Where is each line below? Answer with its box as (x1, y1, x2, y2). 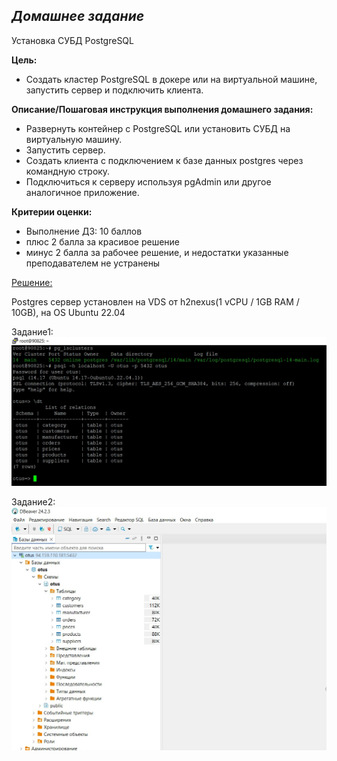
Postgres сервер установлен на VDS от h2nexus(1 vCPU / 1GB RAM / (11, 295, 300, 308)
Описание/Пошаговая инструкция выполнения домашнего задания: (11, 103, 314, 115)
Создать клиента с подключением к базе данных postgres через (25, 154, 304, 166)
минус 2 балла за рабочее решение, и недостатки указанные (25, 246, 289, 258)
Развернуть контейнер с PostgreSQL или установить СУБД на (25, 122, 291, 134)
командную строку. (25, 165, 111, 177)
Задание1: (11, 325, 54, 338)
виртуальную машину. (25, 133, 123, 145)
